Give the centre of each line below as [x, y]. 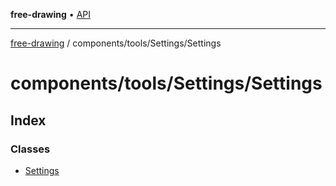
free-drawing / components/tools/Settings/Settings [116, 43]
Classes [30, 149]
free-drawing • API [51, 14]
